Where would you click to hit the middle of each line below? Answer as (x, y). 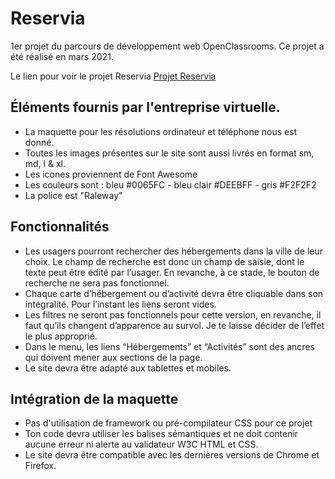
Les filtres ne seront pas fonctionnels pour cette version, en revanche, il (173, 314)
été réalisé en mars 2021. (62, 56)
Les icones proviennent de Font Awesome (111, 174)
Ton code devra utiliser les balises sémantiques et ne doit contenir (161, 434)
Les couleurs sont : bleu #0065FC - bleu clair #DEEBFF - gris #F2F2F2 (170, 184)
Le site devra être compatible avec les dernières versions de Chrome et (172, 455)
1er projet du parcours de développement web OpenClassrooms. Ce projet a (167, 46)
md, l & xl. (45, 163)
